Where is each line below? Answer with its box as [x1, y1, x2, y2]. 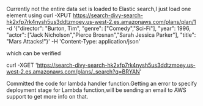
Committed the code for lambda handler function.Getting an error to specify [6, 80, 197, 87]
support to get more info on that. [6, 93, 89, 100]
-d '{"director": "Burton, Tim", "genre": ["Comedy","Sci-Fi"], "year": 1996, [6, 25, 191, 32]
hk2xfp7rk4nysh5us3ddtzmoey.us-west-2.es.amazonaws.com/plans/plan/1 [6, 18, 196, 25]
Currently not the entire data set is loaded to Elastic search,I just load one [6, 6, 191, 12]
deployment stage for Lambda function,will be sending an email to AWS [6, 86, 186, 94]
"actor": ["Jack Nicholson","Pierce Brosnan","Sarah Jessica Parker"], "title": [6, 31, 196, 39]
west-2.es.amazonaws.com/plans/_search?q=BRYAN [6, 68, 141, 75]
